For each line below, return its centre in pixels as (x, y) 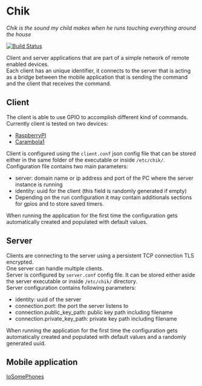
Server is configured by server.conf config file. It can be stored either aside (101, 275)
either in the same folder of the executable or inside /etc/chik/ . (86, 160)
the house (19, 34)
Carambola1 (30, 142)
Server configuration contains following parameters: (71, 287)
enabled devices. (28, 64)
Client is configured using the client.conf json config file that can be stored (101, 153)
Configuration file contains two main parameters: (67, 166)
